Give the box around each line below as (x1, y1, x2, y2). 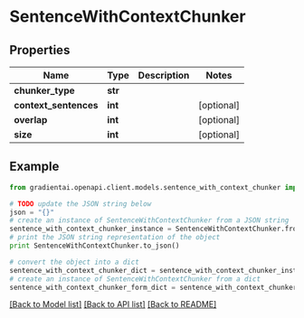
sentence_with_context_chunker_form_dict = (9, 283, 176, 292)
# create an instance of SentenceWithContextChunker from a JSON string (9, 216, 290, 225)
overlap (14, 114, 48, 126)
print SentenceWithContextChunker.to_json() (9, 241, 180, 250)
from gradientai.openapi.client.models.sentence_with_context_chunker (9, 182, 281, 192)
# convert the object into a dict (9, 257, 140, 267)
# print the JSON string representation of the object (9, 233, 221, 242)
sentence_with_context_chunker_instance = (9, 224, 172, 234)
